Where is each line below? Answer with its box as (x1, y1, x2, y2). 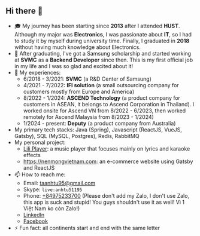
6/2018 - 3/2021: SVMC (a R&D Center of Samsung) (23, 75, 152, 82)
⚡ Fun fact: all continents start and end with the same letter (14, 224, 160, 231)
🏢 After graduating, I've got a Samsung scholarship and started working (14, 50, 192, 57)
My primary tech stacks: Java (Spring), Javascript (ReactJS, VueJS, (14, 126, 182, 133)
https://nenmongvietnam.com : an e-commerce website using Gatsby (23, 158, 193, 165)
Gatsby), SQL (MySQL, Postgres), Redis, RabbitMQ (14, 132, 140, 139)
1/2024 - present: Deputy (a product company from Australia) (23, 119, 176, 127)
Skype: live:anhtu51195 (23, 186, 83, 193)
